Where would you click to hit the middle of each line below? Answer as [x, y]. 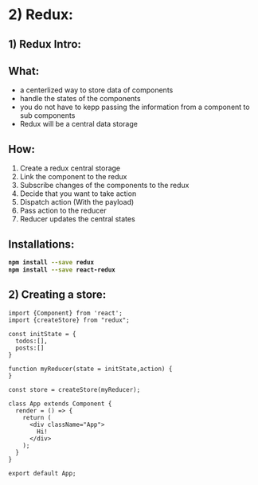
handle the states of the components [80, 99]
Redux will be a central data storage [78, 124]
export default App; [43, 473]
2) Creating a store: [57, 295]
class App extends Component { [60, 404]
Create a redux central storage [70, 168]
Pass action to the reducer [63, 211]
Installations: [41, 244]
